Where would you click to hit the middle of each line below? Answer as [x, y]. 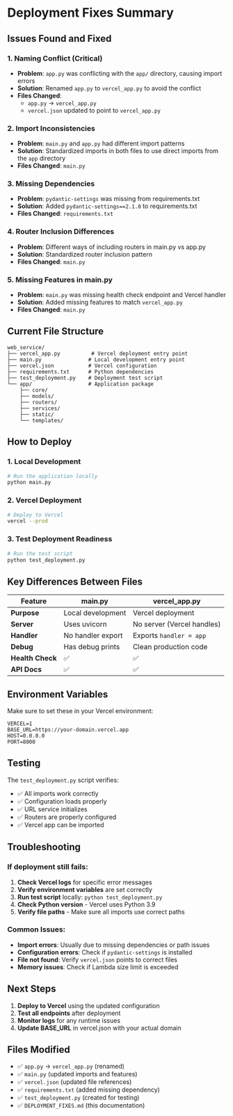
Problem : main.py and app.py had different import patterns [101, 143]
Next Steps [32, 989]
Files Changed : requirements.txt [65, 214]
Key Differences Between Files [75, 581]
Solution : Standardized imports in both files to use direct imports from [118, 151]
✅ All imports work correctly [58, 793]
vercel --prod [28, 521]
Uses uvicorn [85, 624]
